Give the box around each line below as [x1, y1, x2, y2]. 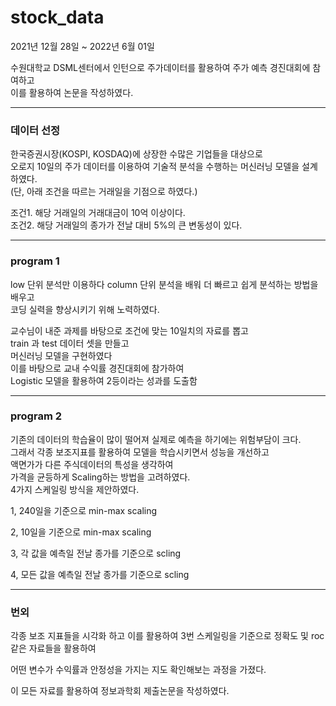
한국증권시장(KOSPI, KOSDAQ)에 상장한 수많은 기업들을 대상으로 [10, 148, 263, 160]
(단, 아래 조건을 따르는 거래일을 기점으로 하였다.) [10, 186, 198, 198]
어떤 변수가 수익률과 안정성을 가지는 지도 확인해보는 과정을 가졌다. [10, 664, 267, 676]
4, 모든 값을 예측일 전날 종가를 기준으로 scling [10, 568, 190, 580]
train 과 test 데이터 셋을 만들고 [10, 337, 130, 349]
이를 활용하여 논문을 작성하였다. [10, 86, 134, 98]
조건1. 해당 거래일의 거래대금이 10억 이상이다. [10, 207, 186, 219]
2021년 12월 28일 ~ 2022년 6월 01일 [10, 40, 155, 52]
